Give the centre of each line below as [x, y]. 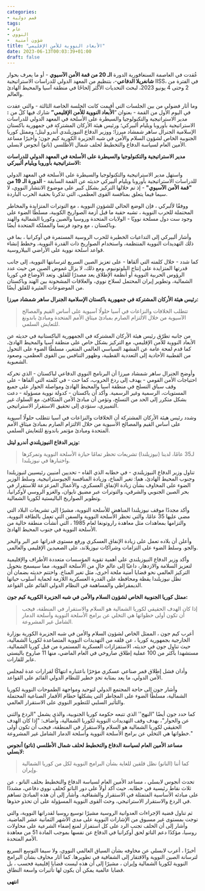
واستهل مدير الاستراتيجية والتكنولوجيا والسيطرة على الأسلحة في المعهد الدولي [95, 175]
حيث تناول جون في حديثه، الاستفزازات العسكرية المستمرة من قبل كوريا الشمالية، [99, 646]
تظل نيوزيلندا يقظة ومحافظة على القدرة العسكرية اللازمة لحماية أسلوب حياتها [94, 578]
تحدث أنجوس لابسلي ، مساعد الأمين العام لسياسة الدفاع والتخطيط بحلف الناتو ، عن [101, 782]
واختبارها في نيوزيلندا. [46, 460]
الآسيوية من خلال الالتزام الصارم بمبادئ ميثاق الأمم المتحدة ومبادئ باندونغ [104, 317]
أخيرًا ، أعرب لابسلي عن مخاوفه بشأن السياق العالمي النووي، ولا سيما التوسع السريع [102, 850]
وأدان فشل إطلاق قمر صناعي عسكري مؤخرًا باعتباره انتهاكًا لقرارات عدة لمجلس [97, 671]
